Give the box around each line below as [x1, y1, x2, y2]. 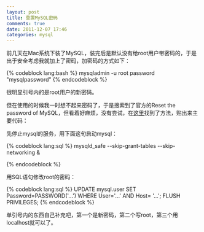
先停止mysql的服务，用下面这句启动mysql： [6, 130, 118, 137]
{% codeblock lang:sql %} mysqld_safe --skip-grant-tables [6, 142, 157, 150]
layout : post [6, 9, 40, 15]
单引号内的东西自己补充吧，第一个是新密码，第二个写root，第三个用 [6, 211, 178, 218]
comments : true [6, 20, 45, 26]
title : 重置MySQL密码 [6, 15, 58, 21]
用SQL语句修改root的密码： [6, 173, 76, 181]
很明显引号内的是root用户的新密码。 [6, 88, 98, 96]
